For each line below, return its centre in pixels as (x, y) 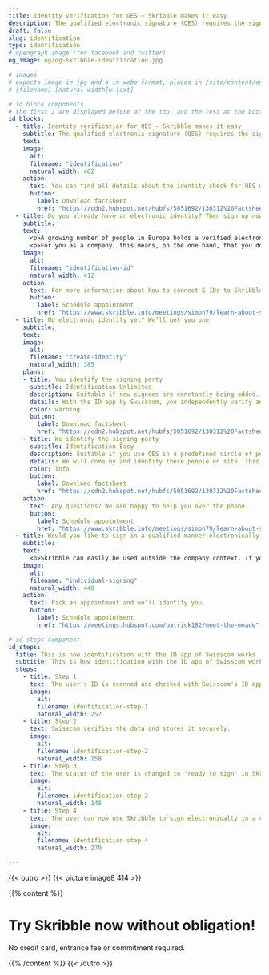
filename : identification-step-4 (93, 841)
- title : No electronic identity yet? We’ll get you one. (114, 320)
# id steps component (44, 640)
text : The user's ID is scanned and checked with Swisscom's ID (139, 684)
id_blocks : (26, 119)
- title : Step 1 (50, 677)
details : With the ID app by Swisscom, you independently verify (141, 402)
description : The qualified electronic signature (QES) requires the (127, 23)
